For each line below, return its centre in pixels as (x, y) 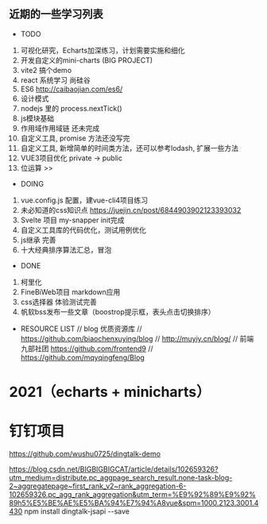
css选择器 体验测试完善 (59, 302)
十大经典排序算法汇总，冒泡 (66, 249)
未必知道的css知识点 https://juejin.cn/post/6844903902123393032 (131, 210)
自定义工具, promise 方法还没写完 (75, 138)
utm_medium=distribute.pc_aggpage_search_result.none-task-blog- (121, 477)
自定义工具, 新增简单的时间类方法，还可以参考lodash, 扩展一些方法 (130, 148)
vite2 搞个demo (46, 70)
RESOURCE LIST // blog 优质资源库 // (81, 329)
